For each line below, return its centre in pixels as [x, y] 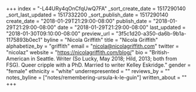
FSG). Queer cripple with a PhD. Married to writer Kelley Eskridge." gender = [99, 65]
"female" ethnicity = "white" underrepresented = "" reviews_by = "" [88, 71]
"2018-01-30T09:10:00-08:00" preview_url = [60, 34]
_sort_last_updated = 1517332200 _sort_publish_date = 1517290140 [87, 15]
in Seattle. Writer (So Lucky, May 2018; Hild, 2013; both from [104, 59]
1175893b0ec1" [24, 40]
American [18, 59]
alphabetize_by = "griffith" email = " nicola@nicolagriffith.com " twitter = [93, 46]
